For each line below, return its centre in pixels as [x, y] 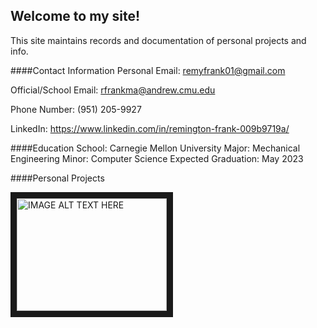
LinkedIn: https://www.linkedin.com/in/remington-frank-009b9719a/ [150, 128]
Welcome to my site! [75, 16]
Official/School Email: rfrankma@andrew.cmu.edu [113, 90]
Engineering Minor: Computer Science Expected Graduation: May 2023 [157, 158]
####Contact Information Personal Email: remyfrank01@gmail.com [148, 70]
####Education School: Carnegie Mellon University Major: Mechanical [155, 148]
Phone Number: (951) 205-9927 [76, 109]
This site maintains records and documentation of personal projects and [158, 40]
